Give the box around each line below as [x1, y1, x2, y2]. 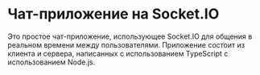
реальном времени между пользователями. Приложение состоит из [7, 40, 246, 49]
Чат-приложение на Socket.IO [7, 5, 220, 23]
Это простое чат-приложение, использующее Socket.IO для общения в [7, 31, 253, 41]
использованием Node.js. [7, 57, 96, 67]
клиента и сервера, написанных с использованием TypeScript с [7, 48, 229, 58]
